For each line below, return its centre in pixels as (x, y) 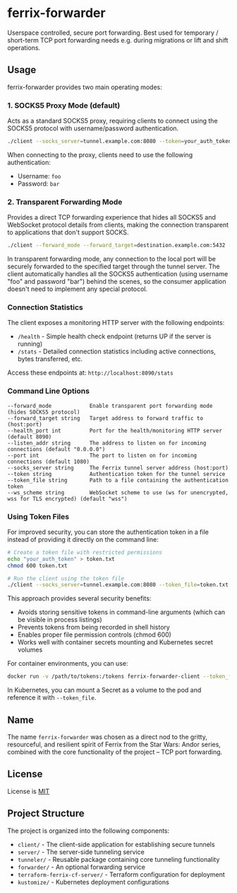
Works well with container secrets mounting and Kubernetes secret (115, 642)
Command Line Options (49, 391)
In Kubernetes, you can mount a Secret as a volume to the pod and (104, 690)
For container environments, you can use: (68, 664)
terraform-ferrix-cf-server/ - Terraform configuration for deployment (121, 874)
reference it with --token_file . (52, 698)
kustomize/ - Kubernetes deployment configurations (93, 882)
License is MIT (29, 791)
